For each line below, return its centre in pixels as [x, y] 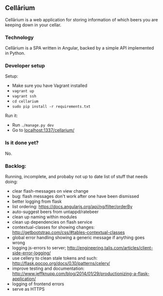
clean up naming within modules [44, 217]
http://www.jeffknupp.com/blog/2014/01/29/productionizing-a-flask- [81, 273]
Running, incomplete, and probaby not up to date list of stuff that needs [76, 176]
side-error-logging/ [31, 253]
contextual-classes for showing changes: [53, 227]
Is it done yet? [22, 143]
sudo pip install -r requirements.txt [51, 107]
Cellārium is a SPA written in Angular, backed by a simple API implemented [80, 48]
